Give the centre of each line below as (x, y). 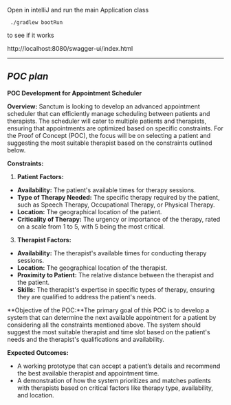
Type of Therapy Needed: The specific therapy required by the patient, (118, 197)
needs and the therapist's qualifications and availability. (86, 339)
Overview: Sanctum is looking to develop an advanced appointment (104, 106)
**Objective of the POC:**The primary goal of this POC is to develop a (108, 310)
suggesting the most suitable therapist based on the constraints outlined (110, 143)
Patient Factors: (40, 176)
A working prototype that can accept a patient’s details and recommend (119, 366)
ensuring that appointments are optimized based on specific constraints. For (115, 128)
